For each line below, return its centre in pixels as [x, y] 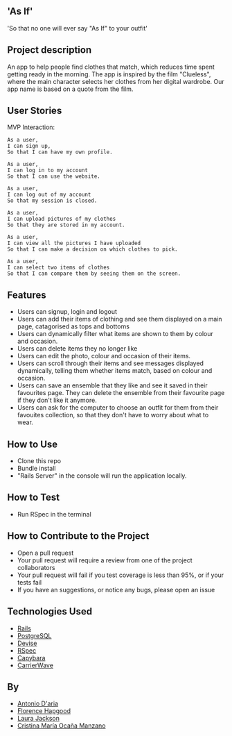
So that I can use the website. [54, 176]
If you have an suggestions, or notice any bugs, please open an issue [116, 589]
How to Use [33, 444]
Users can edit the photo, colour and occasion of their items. [104, 356]
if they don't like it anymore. [57, 400]
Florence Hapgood [44, 711]
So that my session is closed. [52, 201]
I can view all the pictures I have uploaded [74, 243]
